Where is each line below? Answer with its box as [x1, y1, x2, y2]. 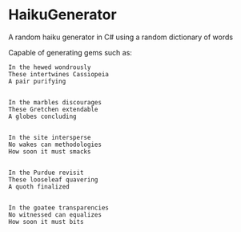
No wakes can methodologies [8, 140, 102, 149]
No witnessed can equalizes [8, 210, 102, 218]
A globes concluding [8, 112, 78, 120]
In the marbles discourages [8, 98, 102, 106]
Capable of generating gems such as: [8, 47, 132, 57]
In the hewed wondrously [8, 63, 91, 71]
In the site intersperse [8, 133, 91, 141]
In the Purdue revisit [8, 169, 84, 177]
